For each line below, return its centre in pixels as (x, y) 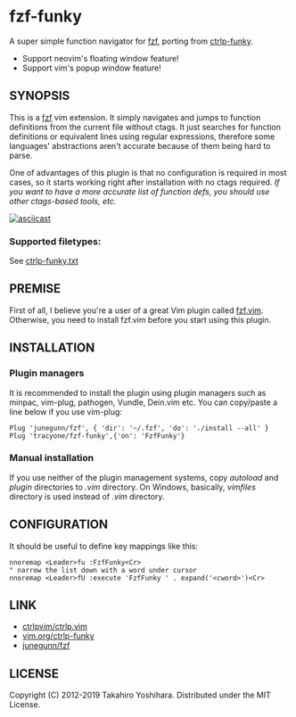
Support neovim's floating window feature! (101, 58)
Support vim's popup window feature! (92, 68)
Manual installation (52, 458)
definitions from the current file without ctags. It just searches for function (145, 127)
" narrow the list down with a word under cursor (103, 570)
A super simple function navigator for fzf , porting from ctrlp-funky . (132, 41)
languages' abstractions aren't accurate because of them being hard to (140, 145)
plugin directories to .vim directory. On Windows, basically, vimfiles (133, 487)
